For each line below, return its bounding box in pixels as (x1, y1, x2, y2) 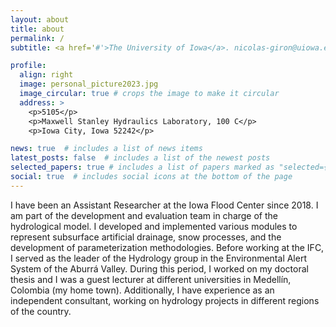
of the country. (10, 305, 72, 317)
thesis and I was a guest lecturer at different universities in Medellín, (10, 273, 292, 285)
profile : (10, 61, 47, 71)
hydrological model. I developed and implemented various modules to (10, 220, 298, 232)
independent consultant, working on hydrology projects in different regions (10, 294, 320, 306)
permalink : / (10, 33, 65, 43)
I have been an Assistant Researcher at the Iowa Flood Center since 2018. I (10, 199, 319, 211)
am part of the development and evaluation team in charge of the (10, 209, 278, 221)
